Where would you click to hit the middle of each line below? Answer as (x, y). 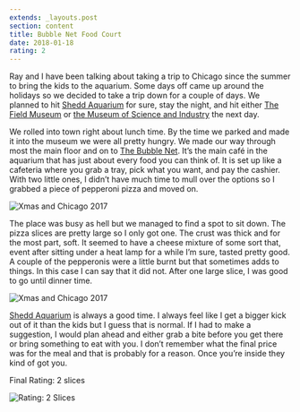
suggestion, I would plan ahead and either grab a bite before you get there (146, 335)
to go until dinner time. (51, 281)
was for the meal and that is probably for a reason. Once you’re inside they (147, 354)
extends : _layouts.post (54, 17)
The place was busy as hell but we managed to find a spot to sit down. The (148, 224)
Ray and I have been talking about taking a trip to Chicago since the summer (150, 76)
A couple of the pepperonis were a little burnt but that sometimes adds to (144, 262)
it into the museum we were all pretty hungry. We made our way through (142, 142)
